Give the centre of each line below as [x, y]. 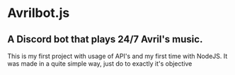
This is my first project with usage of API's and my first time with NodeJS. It [117, 56]
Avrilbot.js [39, 13]
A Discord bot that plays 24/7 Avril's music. [105, 39]
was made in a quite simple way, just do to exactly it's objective [100, 64]
